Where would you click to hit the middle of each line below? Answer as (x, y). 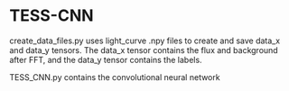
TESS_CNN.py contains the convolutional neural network (115, 77)
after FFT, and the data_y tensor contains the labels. (106, 59)
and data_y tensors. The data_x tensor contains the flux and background (144, 50)
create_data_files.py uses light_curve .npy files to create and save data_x (145, 41)
